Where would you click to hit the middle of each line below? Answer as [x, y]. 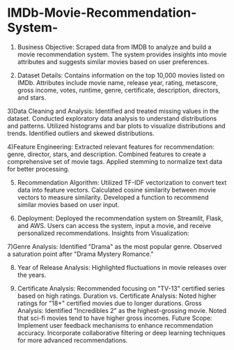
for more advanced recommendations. [72, 340]
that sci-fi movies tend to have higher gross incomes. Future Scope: [115, 318]
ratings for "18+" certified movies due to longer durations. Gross [109, 303]
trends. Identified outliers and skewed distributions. [81, 133]
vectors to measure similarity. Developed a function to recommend [113, 197]
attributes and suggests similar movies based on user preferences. [113, 61]
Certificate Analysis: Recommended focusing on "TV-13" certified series [121, 288]
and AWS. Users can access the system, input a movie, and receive [114, 225]
